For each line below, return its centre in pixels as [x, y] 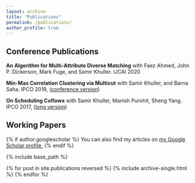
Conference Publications [52, 51]
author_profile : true [32, 28]
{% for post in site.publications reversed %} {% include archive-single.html [97, 168]
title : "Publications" [34, 17]
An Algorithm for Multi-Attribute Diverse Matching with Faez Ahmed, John [98, 65]
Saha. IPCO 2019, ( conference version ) [53, 89]
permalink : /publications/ [39, 22]
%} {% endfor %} [27, 174]
